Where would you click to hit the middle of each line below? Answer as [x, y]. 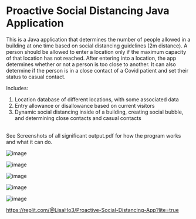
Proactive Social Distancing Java [88, 11]
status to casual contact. [36, 77]
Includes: [17, 88]
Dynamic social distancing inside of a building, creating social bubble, [99, 112]
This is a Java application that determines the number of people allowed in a [98, 39]
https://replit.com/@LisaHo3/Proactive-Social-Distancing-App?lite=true [92, 210]
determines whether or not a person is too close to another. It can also [91, 64]
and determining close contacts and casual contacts [78, 118]
